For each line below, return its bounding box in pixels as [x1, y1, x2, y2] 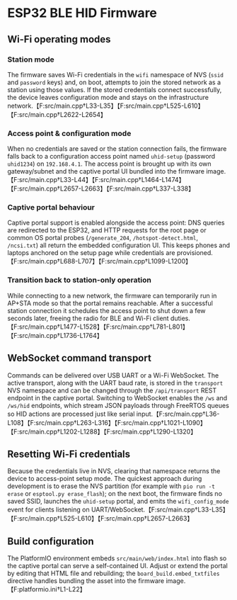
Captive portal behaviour [7, 203, 96, 213]
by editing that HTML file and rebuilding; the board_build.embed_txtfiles [7, 569, 220, 578]
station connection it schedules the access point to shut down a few [7, 306, 207, 315]
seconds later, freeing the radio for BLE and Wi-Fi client [7, 314, 169, 322]
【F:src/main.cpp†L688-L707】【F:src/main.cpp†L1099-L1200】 [7, 257, 192, 266]
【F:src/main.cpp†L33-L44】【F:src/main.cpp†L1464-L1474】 [7, 176, 185, 184]
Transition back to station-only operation [7, 275, 152, 285]
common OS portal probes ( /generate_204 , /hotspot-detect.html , [7, 234, 198, 242]
